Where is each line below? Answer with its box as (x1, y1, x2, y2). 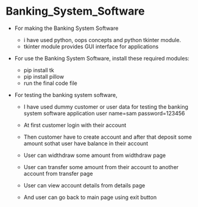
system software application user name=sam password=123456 (23, 109, 185, 117)
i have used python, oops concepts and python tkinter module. (23, 36, 181, 43)
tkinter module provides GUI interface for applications (23, 43, 159, 50)
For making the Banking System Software (14, 24, 119, 32)
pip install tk (23, 66, 54, 74)
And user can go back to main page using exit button (23, 194, 157, 201)
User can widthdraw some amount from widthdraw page (23, 151, 166, 159)
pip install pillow (23, 73, 65, 80)
